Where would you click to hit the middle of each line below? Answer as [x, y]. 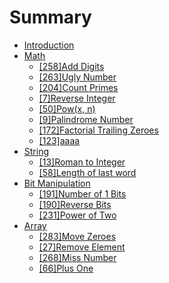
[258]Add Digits [71, 66]
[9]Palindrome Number [86, 119]
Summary [50, 17]
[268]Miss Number [77, 257]
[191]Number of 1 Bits [82, 193]
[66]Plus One [66, 268]
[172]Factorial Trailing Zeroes [98, 130]
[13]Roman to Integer [82, 162]
